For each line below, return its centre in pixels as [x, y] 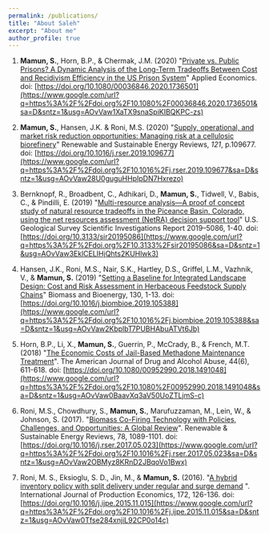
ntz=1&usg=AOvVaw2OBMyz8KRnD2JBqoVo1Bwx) [104, 462]
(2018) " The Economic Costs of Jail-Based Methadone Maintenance [132, 353]
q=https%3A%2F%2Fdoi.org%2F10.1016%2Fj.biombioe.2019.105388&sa [139, 321]
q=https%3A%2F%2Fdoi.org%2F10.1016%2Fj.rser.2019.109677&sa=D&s [139, 170]
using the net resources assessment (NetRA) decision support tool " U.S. [139, 220]
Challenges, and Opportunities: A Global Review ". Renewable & [124, 428]
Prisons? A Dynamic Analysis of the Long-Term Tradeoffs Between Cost [139, 70]
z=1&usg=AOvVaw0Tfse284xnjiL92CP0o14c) [94, 520]
